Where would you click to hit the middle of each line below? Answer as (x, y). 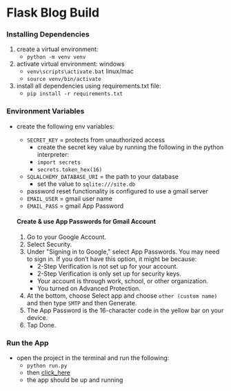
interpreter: (53, 154)
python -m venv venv (56, 57)
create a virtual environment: (57, 49)
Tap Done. (41, 325)
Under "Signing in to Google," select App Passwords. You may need (123, 251)
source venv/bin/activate (64, 79)
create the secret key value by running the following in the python (130, 147)
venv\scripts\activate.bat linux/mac (80, 71)
